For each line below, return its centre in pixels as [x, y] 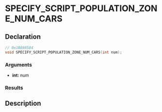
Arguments [19, 64]
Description [23, 104]
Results [14, 88]
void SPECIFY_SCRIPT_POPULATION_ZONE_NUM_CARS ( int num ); [64, 52]
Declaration [23, 37]
